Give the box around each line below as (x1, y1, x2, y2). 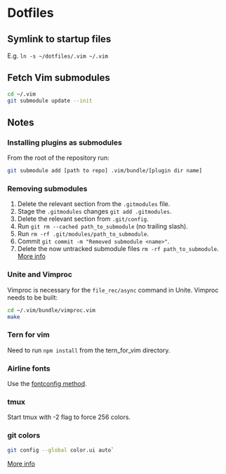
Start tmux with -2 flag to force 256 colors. (7, 413, 131, 421)
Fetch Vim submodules (7, 72, 111, 84)
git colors (7, 430, 41, 440)
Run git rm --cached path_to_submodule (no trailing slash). (17, 222, 188, 231)
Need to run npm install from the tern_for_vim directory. (7, 346, 171, 354)
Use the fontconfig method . (7, 380, 87, 388)
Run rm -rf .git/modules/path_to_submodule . (17, 230, 149, 238)
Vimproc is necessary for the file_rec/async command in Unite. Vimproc (7, 286, 219, 294)
